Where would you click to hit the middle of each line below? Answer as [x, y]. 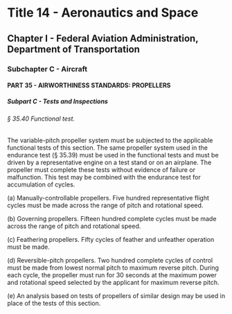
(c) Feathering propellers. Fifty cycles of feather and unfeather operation [111, 239]
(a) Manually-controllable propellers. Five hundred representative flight [108, 198]
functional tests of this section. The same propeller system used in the [107, 148]
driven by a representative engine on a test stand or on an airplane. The [109, 162]
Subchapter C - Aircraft [47, 69]
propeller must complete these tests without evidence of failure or [101, 169]
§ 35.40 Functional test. [41, 119]
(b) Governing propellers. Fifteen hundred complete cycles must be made [112, 218]
